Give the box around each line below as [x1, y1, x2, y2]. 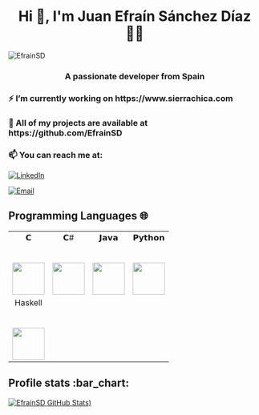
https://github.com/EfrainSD [8, 127, 123, 139]
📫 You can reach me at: [8, 149, 103, 160]
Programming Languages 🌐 [8, 209, 148, 223]
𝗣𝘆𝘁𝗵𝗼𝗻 [132, 232, 165, 243]
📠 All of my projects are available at [8, 117, 148, 128]
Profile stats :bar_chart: [8, 377, 130, 390]
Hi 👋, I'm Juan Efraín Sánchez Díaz [18, 7, 252, 26]
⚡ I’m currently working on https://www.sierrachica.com [8, 92, 233, 103]
